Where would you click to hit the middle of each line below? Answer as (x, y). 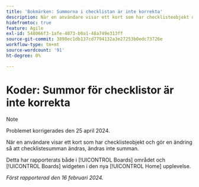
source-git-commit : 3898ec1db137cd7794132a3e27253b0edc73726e (84, 39)
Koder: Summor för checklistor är (90, 90)
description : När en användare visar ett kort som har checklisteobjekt (98, 17)
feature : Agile (25, 28)
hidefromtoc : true (29, 22)
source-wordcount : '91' (36, 50)
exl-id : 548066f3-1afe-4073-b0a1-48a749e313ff (65, 34)
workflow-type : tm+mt (33, 45)
